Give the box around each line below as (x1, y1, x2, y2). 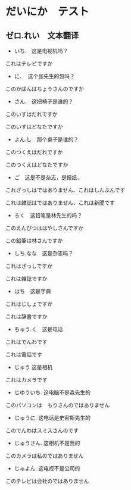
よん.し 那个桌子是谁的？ (14, 136, 79, 143)
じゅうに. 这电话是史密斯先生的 (14, 414, 91, 421)
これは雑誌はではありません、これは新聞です (5, 199, 116, 206)
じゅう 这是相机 (14, 364, 53, 370)
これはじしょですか (5, 301, 53, 307)
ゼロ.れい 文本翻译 (5, 30, 79, 40)
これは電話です (5, 351, 42, 358)
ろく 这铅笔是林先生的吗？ (14, 212, 83, 219)
